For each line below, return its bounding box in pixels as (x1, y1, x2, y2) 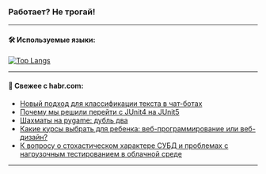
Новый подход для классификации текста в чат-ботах (19, 98, 203, 108)
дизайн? (19, 132, 48, 142)
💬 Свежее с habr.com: (8, 81, 84, 91)
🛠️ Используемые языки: (8, 35, 96, 44)
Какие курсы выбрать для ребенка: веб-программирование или (19, 123, 239, 133)
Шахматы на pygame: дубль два (19, 115, 128, 125)
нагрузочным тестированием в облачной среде (19, 149, 182, 158)
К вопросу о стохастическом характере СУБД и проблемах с (19, 141, 229, 150)
